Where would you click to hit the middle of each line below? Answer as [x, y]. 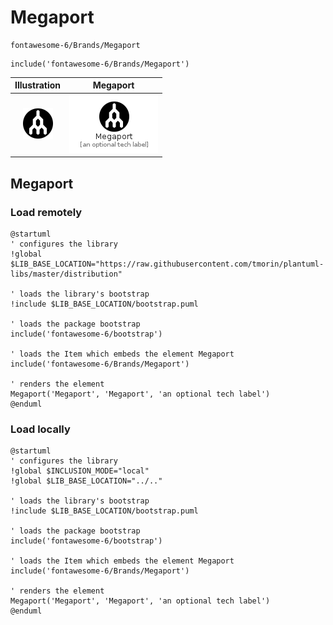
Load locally [40, 429]
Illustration [38, 85]
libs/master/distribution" [66, 274]
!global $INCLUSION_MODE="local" [80, 471]
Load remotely [46, 212]
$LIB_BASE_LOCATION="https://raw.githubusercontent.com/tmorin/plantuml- [167, 264]
